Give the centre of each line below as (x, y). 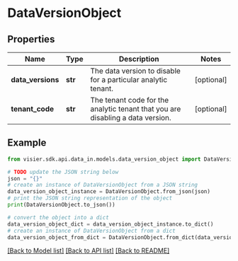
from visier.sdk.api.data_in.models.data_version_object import (104, 159)
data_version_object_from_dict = (57, 237)
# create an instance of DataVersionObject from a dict (91, 231)
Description (139, 59)
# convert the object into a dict (58, 217)
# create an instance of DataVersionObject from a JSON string (103, 185)
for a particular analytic (129, 80)
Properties (31, 39)
